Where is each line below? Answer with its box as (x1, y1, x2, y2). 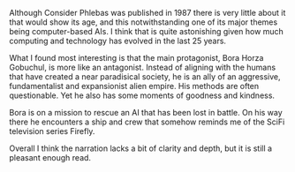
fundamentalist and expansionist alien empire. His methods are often (9, 81, 260, 91)
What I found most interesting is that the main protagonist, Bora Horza (9, 53, 264, 63)
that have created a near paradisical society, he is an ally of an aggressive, (9, 71, 281, 82)
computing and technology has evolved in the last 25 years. (9, 35, 227, 46)
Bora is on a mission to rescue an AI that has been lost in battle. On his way (9, 108, 283, 117)
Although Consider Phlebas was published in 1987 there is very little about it (9, 8, 286, 18)
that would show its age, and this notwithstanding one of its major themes (9, 17, 278, 27)
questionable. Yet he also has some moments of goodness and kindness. (9, 90, 276, 101)
